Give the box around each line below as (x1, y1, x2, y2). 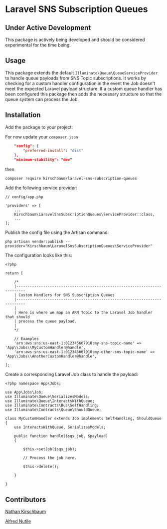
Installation (5, 111, 41, 119)
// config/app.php (5, 194, 43, 199)
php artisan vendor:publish (5, 239, 64, 244)
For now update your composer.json (5, 133, 78, 139)
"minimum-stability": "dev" (14, 157, 72, 162)
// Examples (14, 336, 39, 341)
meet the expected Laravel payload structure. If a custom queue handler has (5, 85, 163, 91)
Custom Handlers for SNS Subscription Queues (18, 292, 115, 298)
